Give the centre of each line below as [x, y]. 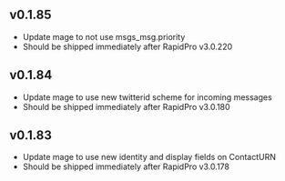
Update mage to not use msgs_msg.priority [104, 36]
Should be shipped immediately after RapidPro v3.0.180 [126, 106]
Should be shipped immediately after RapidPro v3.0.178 [126, 166]
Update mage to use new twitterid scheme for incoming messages [148, 97]
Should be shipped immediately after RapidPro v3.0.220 [127, 46]
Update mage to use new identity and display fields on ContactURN [149, 157]
